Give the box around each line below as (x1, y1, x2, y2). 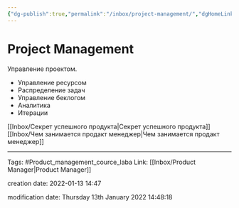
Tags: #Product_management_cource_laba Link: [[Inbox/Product (7, 158, 196, 166)
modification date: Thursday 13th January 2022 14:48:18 (7, 192, 173, 201)
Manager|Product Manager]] (7, 165, 92, 174)
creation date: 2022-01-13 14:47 (7, 179, 102, 187)
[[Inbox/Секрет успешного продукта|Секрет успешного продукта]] (7, 122, 211, 131)
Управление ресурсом (17, 78, 87, 87)
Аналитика (17, 101, 51, 109)
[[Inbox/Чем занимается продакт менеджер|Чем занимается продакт (7, 129, 220, 138)
